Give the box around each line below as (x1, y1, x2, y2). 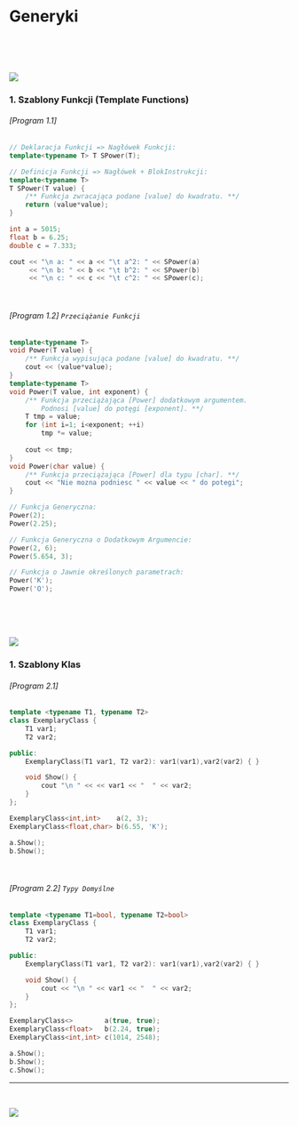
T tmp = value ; (25, 412, 82, 422)
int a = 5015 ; (9, 225, 62, 234)
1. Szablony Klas (9, 658, 82, 671)
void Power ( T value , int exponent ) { (9, 387, 149, 397)
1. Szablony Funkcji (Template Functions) (9, 93, 189, 106)
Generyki (9, 6, 79, 27)
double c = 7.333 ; (9, 241, 77, 250)
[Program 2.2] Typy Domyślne (9, 882, 115, 893)
